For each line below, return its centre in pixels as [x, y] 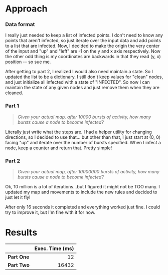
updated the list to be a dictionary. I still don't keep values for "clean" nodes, [84, 77]
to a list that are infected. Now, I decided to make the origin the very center [82, 46]
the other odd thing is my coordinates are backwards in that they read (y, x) [83, 57]
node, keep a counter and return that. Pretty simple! [59, 148]
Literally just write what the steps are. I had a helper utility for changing [78, 132]
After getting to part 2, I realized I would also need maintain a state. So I [79, 72]
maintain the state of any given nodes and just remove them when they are [82, 88]
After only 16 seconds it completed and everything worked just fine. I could [83, 207]
